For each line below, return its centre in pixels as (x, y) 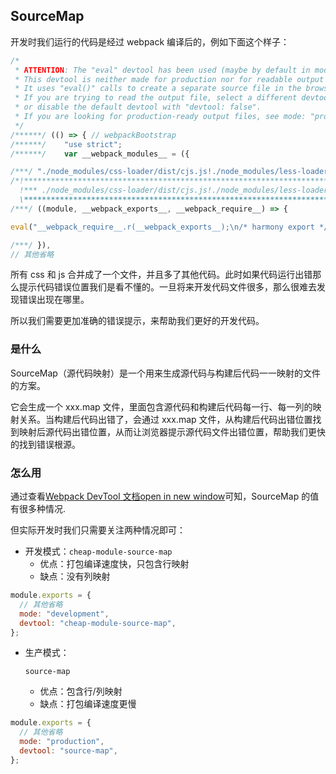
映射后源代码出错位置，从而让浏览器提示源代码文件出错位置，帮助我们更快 (172, 431)
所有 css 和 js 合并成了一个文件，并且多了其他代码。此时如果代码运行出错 (161, 275)
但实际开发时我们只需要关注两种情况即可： (98, 530)
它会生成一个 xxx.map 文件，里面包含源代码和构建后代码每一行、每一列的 (161, 406)
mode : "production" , (62, 742)
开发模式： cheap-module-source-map (98, 551)
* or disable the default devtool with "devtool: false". (138, 107)
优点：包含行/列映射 (81, 691)
